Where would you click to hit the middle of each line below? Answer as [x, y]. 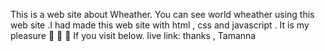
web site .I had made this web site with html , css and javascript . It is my [160, 25]
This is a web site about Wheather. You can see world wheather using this [162, 14]
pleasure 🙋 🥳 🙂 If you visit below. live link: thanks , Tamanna [133, 35]
